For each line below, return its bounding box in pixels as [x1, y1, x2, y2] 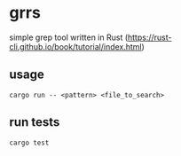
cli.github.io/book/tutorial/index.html [9, 41, 142, 51]
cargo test [9, 138, 50, 147]
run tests [9, 114, 60, 130]
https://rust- [127, 32, 172, 43]
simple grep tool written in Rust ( [9, 32, 129, 43]
